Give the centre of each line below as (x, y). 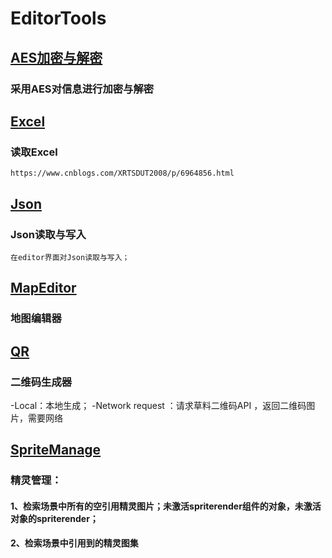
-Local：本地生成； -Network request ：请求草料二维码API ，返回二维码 (158, 405)
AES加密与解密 (56, 57)
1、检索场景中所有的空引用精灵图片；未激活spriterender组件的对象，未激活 (166, 506)
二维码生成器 (41, 382)
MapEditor (43, 288)
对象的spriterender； (54, 518)
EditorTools (58, 18)
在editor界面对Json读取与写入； (70, 257)
